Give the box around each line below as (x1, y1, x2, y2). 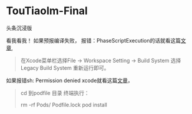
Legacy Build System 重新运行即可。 (20, 64, 110, 71)
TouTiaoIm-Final (6, 4, 88, 18)
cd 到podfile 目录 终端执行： (20, 89, 90, 96)
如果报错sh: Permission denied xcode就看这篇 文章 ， (6, 77, 134, 84)
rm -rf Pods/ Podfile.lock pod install (20, 101, 107, 108)
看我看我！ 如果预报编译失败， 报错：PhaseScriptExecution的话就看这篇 (6, 37, 181, 44)
